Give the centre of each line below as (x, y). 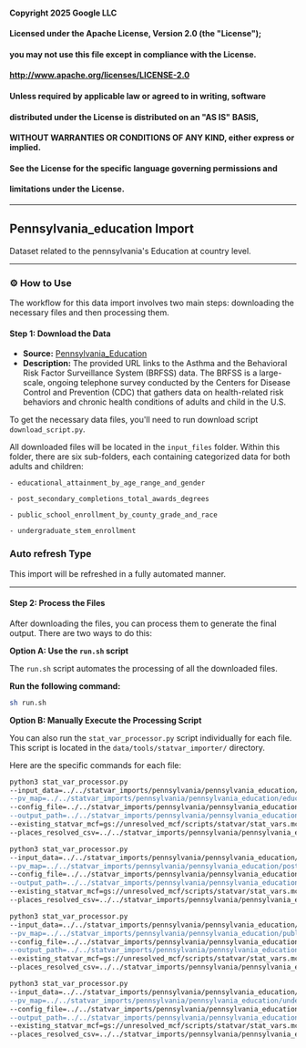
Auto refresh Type (51, 554)
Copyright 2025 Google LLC (63, 13)
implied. (25, 148)
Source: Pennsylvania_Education (85, 354)
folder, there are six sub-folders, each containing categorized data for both (150, 457)
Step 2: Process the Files (57, 603)
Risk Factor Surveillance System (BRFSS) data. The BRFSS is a (140, 373)
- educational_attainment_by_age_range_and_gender (107, 483)
